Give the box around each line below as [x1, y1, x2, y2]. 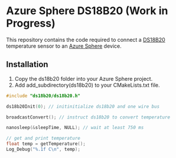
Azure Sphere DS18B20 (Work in [6, 4, 168, 18]
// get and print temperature [6, 136, 81, 141]
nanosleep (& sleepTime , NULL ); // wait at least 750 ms [6, 125, 144, 131]
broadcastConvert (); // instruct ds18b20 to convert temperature [6, 114, 170, 120]
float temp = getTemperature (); [6, 141, 86, 147]
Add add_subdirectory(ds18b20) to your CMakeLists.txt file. [14, 81, 161, 88]
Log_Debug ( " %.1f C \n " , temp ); [6, 146, 81, 152]
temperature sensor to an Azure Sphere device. [6, 42, 122, 50]
